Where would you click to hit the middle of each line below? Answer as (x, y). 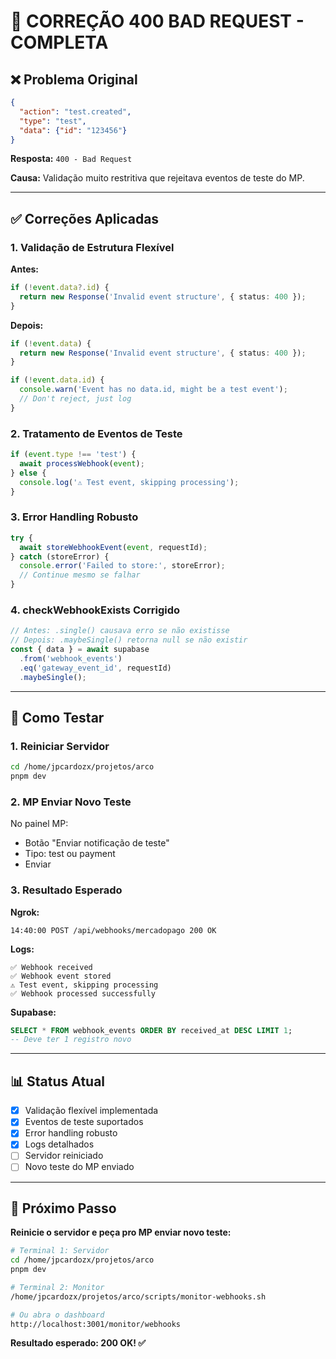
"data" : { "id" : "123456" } (73, 130)
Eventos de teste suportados (84, 1122)
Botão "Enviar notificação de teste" (97, 843)
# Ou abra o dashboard (57, 1315)
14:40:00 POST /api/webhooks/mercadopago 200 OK (113, 930)
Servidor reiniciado (64, 1156)
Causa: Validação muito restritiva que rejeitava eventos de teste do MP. (157, 178)
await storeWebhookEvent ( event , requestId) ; (113, 547)
